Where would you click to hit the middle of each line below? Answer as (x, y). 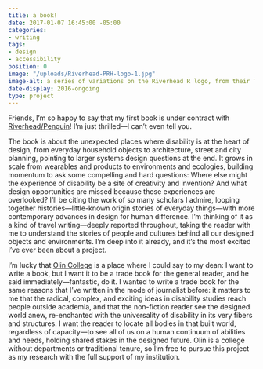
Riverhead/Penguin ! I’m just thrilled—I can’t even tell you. (100, 126)
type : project (31, 96)
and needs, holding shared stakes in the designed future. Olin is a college (126, 340)
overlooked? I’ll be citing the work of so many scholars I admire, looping (124, 200)
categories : (27, 30)
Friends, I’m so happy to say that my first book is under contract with (119, 118)
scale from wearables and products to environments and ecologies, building (131, 166)
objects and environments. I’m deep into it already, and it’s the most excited (130, 242)
